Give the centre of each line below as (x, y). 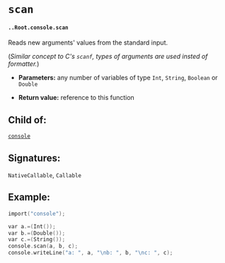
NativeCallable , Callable (45, 175)
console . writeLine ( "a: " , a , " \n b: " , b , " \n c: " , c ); (91, 253)
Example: (29, 197)
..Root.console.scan (39, 28)
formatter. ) (24, 64)
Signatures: (34, 158)
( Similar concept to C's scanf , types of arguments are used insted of (108, 57)
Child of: (27, 120)
